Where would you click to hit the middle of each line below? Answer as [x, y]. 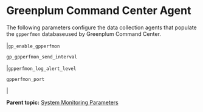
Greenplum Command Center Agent [99, 11]
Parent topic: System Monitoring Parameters [62, 102]
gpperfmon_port [26, 79]
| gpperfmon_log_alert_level [41, 68]
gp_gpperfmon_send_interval [42, 57]
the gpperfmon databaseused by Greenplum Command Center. [84, 33]
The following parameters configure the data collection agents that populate [102, 27]
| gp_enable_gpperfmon [33, 46]
